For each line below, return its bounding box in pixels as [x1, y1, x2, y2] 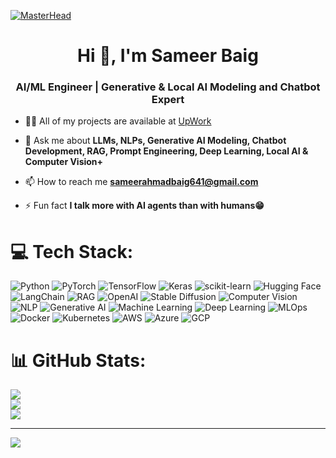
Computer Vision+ [24, 156, 104, 168]
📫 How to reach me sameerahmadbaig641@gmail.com [24, 176, 259, 188]
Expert [151, 93, 185, 107]
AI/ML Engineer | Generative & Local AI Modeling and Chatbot [15, 80, 321, 94]
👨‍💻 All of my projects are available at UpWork [24, 115, 212, 127]
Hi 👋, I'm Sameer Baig [77, 45, 259, 67]
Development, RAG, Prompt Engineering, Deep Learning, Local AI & [24, 145, 309, 157]
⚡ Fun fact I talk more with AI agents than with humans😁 [24, 200, 265, 212]
